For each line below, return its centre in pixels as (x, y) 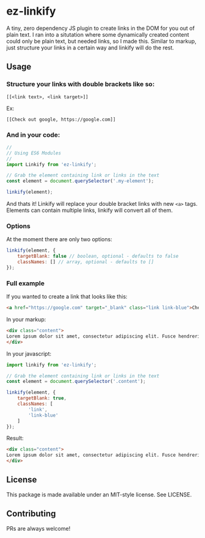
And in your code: (33, 134)
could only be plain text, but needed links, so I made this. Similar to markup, (101, 41)
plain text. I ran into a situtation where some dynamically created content (98, 34)
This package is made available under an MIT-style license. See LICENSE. (99, 494)
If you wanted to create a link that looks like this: (67, 297)
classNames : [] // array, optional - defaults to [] (86, 262)
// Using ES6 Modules (34, 153)
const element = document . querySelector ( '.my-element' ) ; (80, 181)
